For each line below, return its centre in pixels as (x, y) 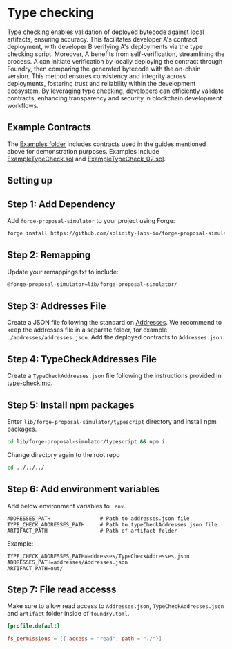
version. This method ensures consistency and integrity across (97, 76)
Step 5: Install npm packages (71, 405)
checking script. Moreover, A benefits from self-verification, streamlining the (116, 54)
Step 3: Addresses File (57, 306)
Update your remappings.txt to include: (63, 272)
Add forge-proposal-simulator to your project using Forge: (91, 220)
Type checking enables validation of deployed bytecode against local (106, 32)
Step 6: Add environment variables (84, 489)
